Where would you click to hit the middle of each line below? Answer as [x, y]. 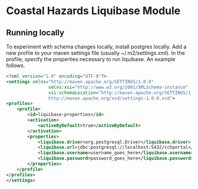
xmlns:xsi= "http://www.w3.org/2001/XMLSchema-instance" [118, 87]
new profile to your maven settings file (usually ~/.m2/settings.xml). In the [96, 53]
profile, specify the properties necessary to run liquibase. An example [91, 59]
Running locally [35, 33]
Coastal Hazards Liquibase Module [93, 11]
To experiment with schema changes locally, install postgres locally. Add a [96, 47]
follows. [16, 65]
